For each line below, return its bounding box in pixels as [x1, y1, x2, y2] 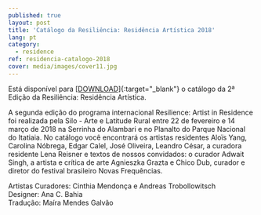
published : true [8, 11, 61, 20]
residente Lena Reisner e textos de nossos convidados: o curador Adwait [8, 149, 245, 159]
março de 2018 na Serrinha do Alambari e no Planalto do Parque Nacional [8, 124, 245, 133]
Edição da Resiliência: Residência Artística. [8, 92, 147, 102]
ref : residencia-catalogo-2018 [8, 56, 111, 64]
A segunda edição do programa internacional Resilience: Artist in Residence [8, 107, 253, 117]
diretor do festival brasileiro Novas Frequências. [8, 166, 163, 175]
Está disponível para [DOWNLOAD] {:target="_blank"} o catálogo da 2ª [8, 84, 235, 93]
